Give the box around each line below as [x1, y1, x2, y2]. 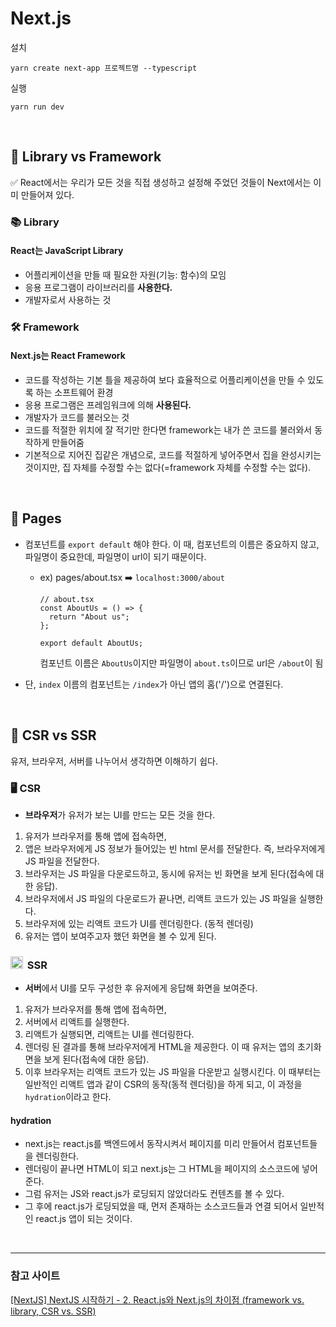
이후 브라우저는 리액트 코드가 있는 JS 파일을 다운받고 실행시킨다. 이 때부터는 [24, 1066, 322, 1078]
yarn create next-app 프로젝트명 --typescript [10, 63, 198, 73]
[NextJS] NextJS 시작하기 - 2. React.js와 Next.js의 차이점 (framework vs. [10, 1293, 305, 1306]
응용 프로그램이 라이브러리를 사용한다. [24, 281, 173, 293]
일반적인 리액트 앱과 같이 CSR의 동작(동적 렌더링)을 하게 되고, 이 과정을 [24, 1078, 303, 1091]
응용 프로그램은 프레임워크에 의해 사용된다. [24, 399, 192, 411]
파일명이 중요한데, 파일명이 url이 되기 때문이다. [24, 550, 207, 562]
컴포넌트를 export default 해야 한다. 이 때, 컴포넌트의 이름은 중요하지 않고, [24, 538, 320, 550]
